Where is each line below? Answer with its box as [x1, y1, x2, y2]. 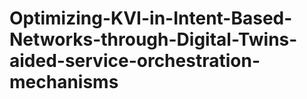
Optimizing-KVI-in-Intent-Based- [9, 7, 293, 30]
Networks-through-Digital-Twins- [9, 28, 298, 51]
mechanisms [9, 71, 119, 94]
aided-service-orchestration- [9, 50, 261, 72]
